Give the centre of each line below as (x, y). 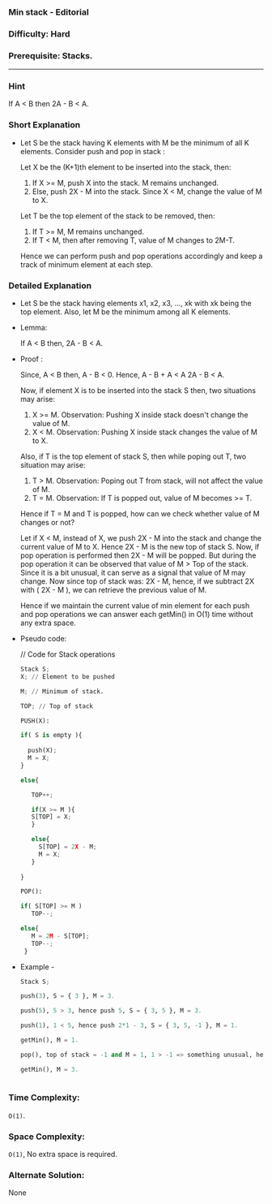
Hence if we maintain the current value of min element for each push (135, 606)
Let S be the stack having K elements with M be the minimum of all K (134, 142)
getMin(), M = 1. (49, 1040)
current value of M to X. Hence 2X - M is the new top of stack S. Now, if (140, 547)
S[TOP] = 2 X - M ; (68, 847)
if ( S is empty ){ (51, 736)
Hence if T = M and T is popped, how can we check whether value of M (140, 514)
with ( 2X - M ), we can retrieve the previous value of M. (113, 590)
